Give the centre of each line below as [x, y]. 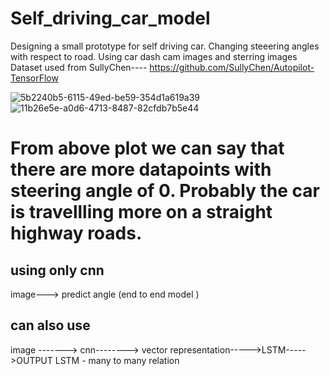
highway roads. [76, 233]
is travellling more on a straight [141, 212]
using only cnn [57, 270]
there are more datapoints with [141, 169]
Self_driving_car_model [110, 18]
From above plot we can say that [147, 148]
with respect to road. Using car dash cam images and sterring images [154, 56]
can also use [50, 325]
